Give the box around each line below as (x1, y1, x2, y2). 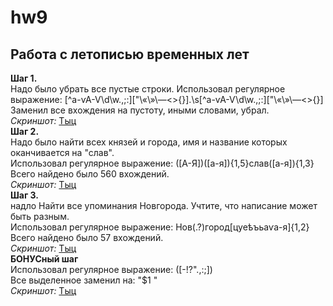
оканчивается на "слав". (10, 147, 115, 158)
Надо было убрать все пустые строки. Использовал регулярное (10, 83, 286, 95)
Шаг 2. (10, 126, 40, 137)
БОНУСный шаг (10, 253, 79, 265)
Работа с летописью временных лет (10, 46, 250, 63)
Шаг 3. (10, 189, 40, 201)
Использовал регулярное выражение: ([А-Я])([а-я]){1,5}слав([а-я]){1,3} (10, 157, 315, 169)
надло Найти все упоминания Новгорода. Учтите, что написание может (10, 200, 318, 211)
